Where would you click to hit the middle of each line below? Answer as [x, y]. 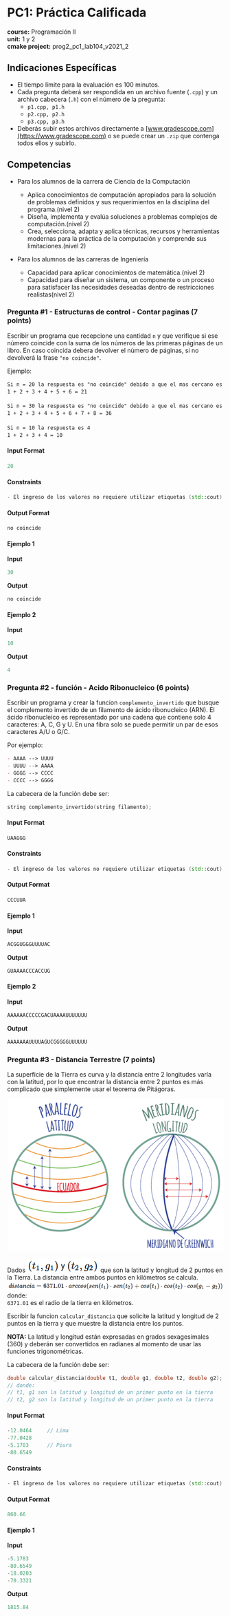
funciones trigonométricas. [45, 1351]
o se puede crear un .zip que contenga [163, 136]
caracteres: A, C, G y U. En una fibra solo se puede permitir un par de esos [113, 724]
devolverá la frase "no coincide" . [54, 357]
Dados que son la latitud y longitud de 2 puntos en [115, 1270]
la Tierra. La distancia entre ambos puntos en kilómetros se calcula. [103, 1277]
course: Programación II [42, 32]
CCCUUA [16, 900]
